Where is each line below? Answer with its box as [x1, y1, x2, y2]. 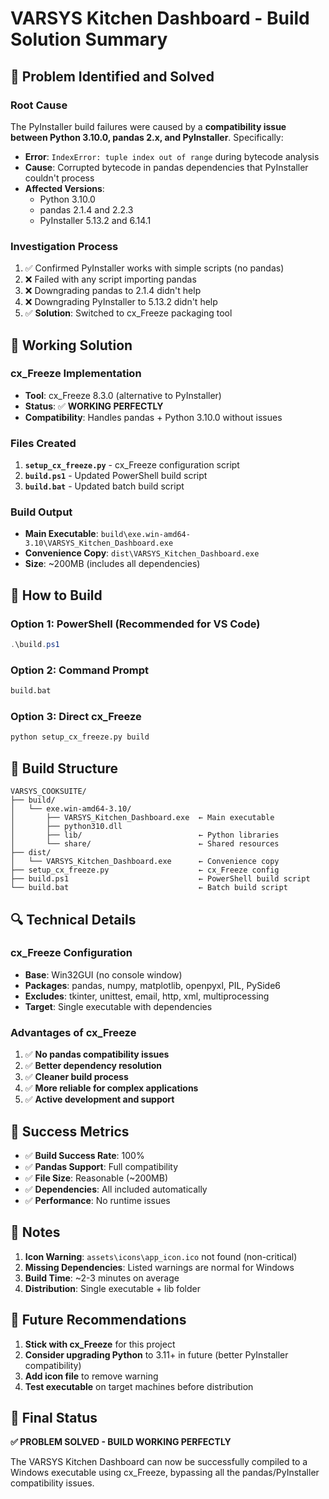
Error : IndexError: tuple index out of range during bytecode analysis [24, 150, 320, 162]
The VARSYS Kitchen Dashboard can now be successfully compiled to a [10, 1456, 308, 1468]
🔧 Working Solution [10, 337, 133, 354]
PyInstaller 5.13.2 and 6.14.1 [39, 214, 152, 226]
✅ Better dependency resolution [24, 1060, 163, 1072]
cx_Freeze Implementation [10, 367, 142, 381]
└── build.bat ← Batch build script [10, 883, 288, 893]
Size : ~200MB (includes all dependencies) [24, 558, 201, 570]
